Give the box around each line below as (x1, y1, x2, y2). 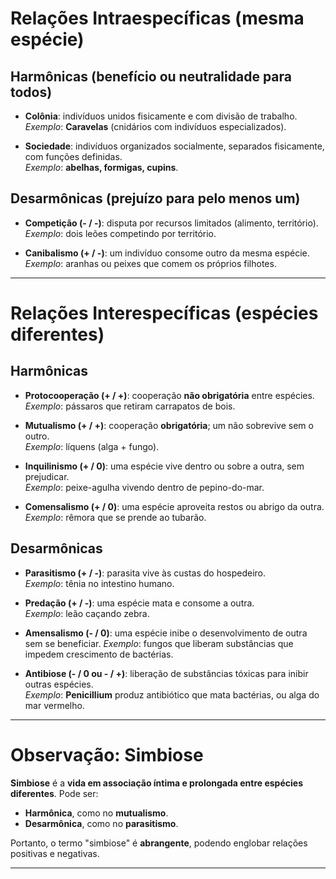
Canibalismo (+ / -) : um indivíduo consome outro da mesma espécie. (24, 247, 310, 259)
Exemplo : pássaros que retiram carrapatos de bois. (24, 400, 236, 412)
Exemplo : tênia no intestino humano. (24, 577, 175, 589)
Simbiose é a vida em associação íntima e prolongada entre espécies (10, 777, 303, 789)
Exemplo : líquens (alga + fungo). (24, 440, 160, 452)
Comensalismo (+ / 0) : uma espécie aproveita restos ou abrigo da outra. (24, 500, 325, 512)
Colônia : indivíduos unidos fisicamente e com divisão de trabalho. (24, 110, 298, 122)
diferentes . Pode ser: (10, 787, 99, 799)
